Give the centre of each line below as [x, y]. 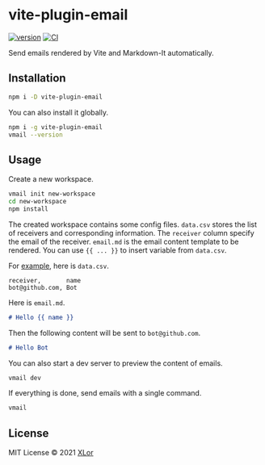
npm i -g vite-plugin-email [56, 127]
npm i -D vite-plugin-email [56, 97]
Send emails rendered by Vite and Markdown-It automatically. [111, 52]
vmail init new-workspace [52, 194]
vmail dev [25, 378]
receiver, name [45, 280]
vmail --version [36, 135]
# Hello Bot [28, 348]
